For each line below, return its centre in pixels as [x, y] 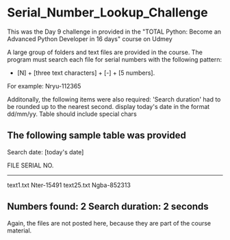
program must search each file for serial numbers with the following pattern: [115, 59]
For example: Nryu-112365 [44, 86]
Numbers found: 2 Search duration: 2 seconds [108, 207]
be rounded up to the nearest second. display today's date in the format [108, 106]
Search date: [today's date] [46, 152]
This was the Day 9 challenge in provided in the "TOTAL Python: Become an [114, 32]
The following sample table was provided [97, 135]
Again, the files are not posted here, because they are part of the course [109, 223]
